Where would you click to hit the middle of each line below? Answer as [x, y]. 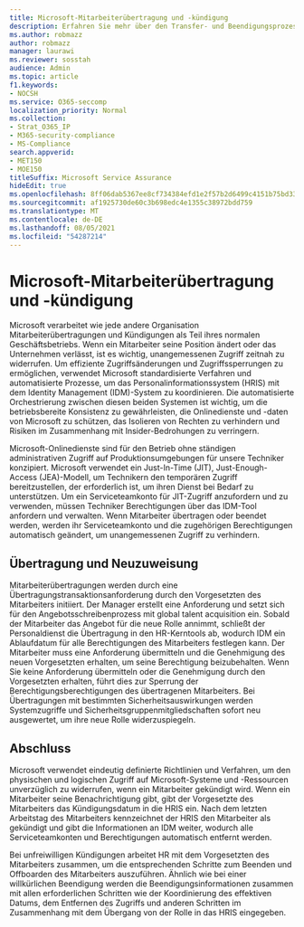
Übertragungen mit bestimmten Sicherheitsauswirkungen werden [131, 701]
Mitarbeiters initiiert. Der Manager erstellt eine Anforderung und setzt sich [147, 605]
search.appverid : [42, 152]
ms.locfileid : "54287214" [58, 236]
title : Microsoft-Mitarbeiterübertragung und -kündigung [119, 18]
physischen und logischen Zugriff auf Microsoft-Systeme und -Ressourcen [149, 780]
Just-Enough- [242, 468]
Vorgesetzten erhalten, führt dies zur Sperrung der [104, 681]
